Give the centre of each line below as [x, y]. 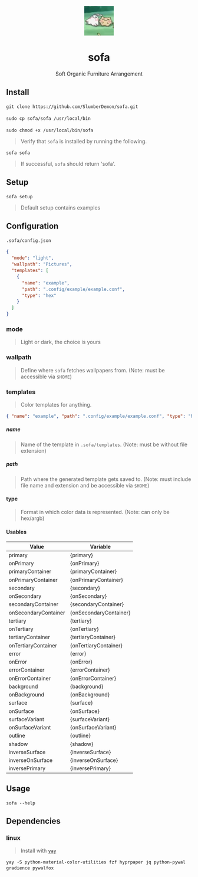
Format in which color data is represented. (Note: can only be [95, 512]
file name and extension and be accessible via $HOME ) [85, 485]
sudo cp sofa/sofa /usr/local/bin [49, 118]
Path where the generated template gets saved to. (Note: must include [106, 479]
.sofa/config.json [29, 241]
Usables [16, 532]
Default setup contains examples [60, 207]
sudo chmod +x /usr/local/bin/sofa [50, 130]
